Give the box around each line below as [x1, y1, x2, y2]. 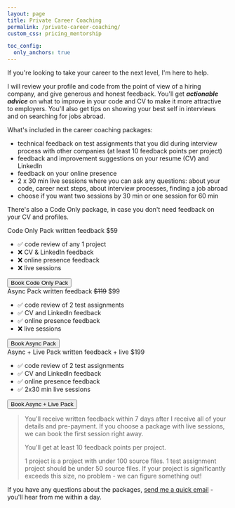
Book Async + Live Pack [11, 400, 74, 408]
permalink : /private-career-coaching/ [7, 23, 121, 30]
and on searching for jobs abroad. [7, 112, 105, 120]
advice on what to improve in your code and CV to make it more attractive [7, 97, 222, 106]
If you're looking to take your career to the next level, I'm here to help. [7, 68, 209, 77]
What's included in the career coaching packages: [7, 126, 153, 134]
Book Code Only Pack [11, 279, 69, 286]
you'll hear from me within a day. [7, 493, 102, 501]
